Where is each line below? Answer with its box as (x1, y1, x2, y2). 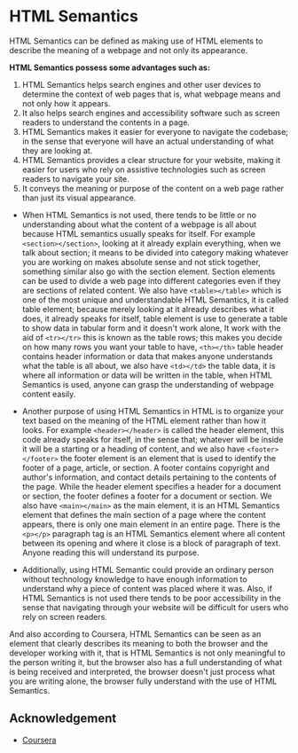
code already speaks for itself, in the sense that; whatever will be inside (21, 434, 284, 444)
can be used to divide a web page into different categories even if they (21, 275, 281, 286)
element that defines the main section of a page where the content (21, 509, 266, 520)
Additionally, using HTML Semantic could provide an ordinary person (21, 564, 274, 575)
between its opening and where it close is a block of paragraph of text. (21, 537, 281, 548)
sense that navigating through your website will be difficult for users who (21, 601, 289, 613)
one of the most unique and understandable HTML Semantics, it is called (21, 294, 289, 305)
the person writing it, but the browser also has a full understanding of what (9, 656, 282, 667)
